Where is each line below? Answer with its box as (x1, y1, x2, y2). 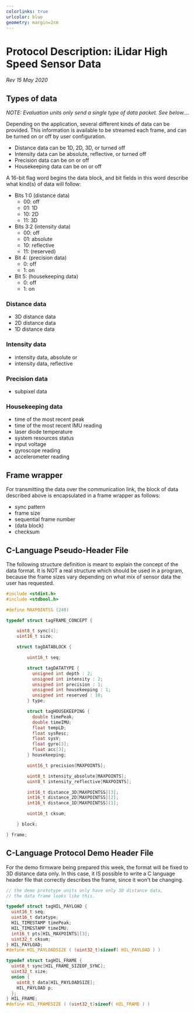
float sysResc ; (32, 730, 69, 736)
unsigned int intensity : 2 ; (32, 676, 103, 682)
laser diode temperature (14, 429, 73, 436)
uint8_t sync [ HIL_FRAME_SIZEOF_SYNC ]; (11, 963, 106, 969)
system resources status (14, 434, 74, 441)
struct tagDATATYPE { (27, 665, 80, 671)
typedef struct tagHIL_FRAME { (6, 958, 82, 964)
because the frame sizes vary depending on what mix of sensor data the (6, 573, 181, 580)
